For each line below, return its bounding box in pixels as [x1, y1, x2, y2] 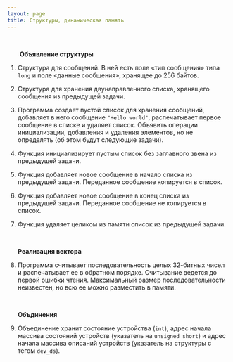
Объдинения [17, 310, 58, 318]
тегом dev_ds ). [17, 346, 61, 355]
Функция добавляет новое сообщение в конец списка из [17, 191, 189, 200]
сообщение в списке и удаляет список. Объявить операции [17, 120, 199, 129]
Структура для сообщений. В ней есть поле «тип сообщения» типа [17, 63, 220, 72]
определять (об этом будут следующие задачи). [17, 135, 164, 144]
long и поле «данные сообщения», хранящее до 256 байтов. [17, 71, 199, 79]
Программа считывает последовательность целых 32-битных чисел [17, 261, 225, 269]
